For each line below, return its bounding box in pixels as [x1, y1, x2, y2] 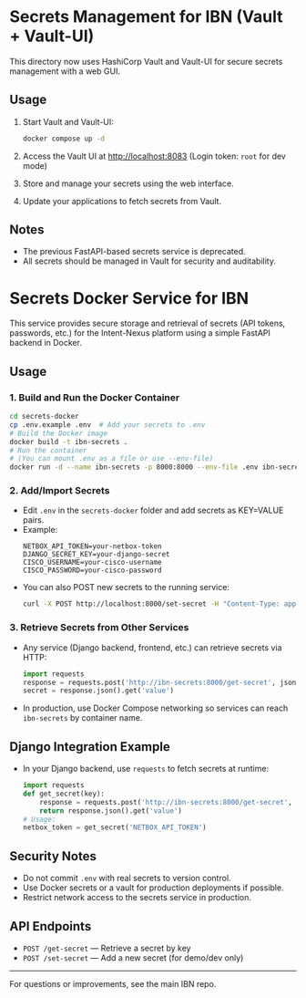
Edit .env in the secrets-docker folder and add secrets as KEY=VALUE [22, 504, 284, 516]
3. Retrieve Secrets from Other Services [9, 621, 189, 634]
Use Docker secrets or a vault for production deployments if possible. [22, 882, 284, 893]
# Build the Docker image [9, 429, 107, 438]
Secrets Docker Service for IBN [9, 287, 249, 308]
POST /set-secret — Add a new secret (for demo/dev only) [22, 951, 244, 963]
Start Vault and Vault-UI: [22, 116, 114, 127]
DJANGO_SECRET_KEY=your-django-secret [22, 550, 170, 559]
